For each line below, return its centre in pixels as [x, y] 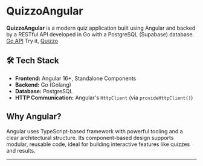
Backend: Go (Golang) [43, 85]
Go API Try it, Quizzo [32, 41]
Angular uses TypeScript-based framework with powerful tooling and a [95, 131]
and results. [21, 150]
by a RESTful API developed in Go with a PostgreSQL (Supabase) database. [100, 34]
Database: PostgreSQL [44, 91]
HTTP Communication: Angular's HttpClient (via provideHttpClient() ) [104, 98]
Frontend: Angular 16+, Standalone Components [76, 78]
